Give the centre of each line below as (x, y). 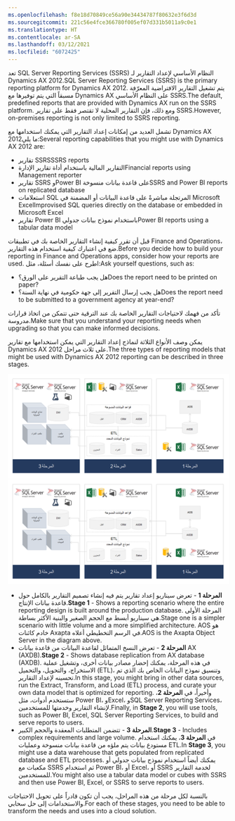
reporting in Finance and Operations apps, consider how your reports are (114, 256)
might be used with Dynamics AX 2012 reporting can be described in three (116, 357)
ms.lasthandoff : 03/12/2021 (49, 45)
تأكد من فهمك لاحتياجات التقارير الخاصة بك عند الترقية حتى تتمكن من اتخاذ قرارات (114, 313)
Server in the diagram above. (60, 640)
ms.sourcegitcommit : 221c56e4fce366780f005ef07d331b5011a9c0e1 (102, 22)
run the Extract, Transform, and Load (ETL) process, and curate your (117, 685)
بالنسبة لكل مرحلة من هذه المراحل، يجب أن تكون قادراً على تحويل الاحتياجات (108, 796)
